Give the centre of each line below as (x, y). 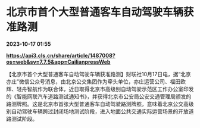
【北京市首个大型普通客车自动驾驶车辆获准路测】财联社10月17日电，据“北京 (99, 74)
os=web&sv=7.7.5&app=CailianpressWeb (58, 62)
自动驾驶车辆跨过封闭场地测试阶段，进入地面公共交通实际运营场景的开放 (100, 111)
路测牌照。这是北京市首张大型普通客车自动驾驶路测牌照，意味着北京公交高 (97, 104)
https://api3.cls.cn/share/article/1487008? (61, 55)
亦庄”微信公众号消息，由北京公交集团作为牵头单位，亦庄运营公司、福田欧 (96, 82)
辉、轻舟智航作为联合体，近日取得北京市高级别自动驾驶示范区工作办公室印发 (100, 89)
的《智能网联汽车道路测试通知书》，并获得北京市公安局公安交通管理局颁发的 (99, 96)
